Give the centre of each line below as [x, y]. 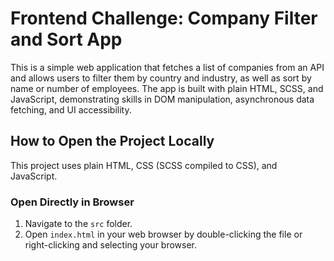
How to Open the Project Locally [112, 141]
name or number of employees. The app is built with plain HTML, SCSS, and [167, 88]
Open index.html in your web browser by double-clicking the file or [163, 234]
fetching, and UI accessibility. [71, 109]
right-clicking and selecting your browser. [111, 245]
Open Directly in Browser [72, 202]
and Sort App [66, 39]
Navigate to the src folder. [78, 224]
